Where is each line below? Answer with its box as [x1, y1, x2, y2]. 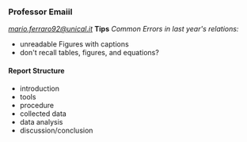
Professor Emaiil [8, 6, 73, 17]
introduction [19, 84, 59, 93]
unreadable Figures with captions [19, 39, 129, 49]
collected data [19, 109, 67, 118]
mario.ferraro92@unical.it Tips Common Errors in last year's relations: [8, 24, 239, 34]
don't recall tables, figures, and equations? [19, 48, 160, 58]
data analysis [19, 117, 63, 126]
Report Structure [8, 65, 65, 75]
